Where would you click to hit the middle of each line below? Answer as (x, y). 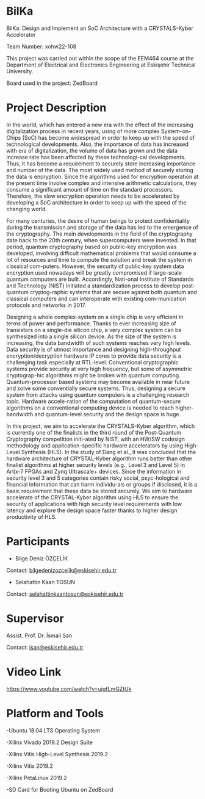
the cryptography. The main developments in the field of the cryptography (100, 234)
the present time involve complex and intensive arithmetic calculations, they (102, 183)
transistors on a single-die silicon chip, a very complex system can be (94, 330)
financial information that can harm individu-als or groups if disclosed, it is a (102, 484)
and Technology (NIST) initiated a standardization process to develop (94, 286)
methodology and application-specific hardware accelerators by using (95, 445)
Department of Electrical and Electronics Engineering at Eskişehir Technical (101, 65)
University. (20, 71)
